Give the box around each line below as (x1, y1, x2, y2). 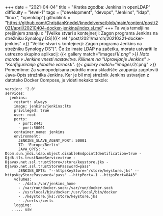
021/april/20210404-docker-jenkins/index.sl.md (5, 25, 102, 31)
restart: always (14, 100, 48, 105)
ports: (14, 117, 27, 122)
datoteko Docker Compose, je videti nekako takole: (5, 77, 109, 83)
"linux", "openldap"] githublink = (5, 15, 70, 20)
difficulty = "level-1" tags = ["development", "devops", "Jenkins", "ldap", (5, 9, 150, 15)
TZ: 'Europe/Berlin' (18, 142, 60, 147)
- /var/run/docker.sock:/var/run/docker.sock (18, 186, 113, 190)
